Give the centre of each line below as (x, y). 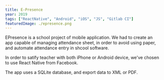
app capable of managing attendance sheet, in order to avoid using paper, (81, 43)
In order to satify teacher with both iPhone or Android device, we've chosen (82, 58)
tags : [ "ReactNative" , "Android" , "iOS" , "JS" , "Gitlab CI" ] (69, 19)
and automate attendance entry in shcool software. (57, 48)
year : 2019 (16, 14)
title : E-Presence (24, 10)
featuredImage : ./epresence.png (38, 23)
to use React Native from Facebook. (41, 63)
